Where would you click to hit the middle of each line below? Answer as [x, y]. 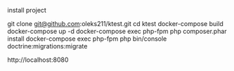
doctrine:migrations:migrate [47, 46]
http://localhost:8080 [38, 60]
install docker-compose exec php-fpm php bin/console [87, 39]
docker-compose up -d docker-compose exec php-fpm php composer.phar [117, 31]
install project [27, 10]
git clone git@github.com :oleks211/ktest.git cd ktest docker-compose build [115, 24]
